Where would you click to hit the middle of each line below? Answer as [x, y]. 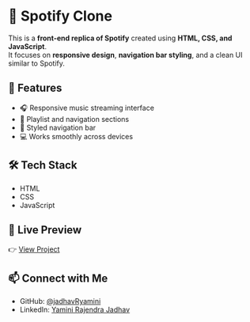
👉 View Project [34, 249]
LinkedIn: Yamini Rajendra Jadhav [75, 310]
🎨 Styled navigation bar [58, 127]
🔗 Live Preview [45, 230]
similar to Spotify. [37, 63]
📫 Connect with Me [58, 278]
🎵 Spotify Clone [61, 16]
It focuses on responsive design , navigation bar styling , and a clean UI [125, 55]
